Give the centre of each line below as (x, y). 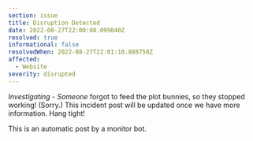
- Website (31, 67)
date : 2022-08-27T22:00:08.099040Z (67, 30)
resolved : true (33, 37)
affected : (24, 60)
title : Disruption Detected (54, 23)
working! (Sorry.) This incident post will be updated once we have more (124, 105)
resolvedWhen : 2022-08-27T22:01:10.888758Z (81, 52)
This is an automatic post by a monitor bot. (78, 128)
